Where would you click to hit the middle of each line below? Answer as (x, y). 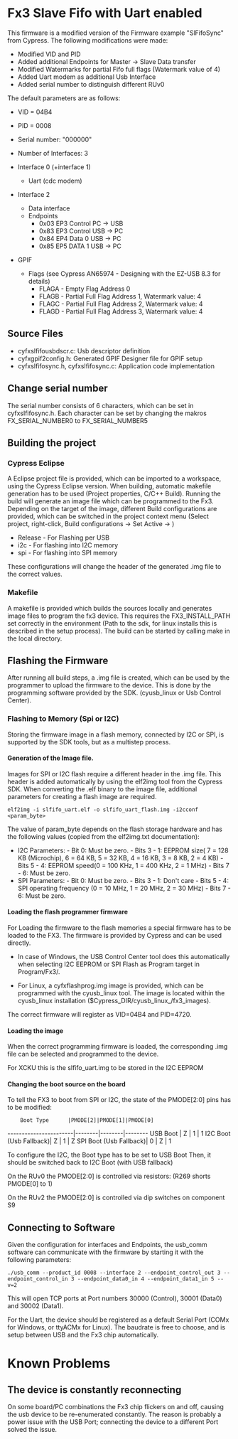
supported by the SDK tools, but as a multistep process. (89, 742)
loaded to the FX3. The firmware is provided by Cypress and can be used (115, 936)
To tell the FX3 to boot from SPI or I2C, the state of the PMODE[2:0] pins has (119, 1100)
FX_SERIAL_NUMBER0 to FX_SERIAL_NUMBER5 (77, 420)
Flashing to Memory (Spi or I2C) (63, 719)
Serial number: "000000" (55, 139)
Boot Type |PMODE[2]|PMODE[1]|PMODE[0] (87, 1120)
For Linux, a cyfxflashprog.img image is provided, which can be (110, 985)
